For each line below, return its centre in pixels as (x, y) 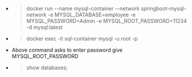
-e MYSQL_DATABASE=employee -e (92, 15)
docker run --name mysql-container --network (83, 9)
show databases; (47, 68)
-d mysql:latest (44, 27)
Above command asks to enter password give (67, 50)
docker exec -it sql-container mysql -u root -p (82, 38)
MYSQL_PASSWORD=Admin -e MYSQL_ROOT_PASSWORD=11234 (107, 21)
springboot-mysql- (164, 9)
